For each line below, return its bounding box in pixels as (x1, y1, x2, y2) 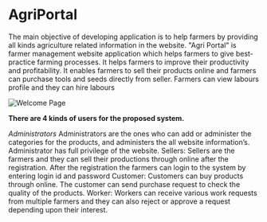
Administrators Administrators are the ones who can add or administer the (8, 129, 252, 138)
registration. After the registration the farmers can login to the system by (8, 162, 246, 172)
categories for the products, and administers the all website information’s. (8, 137, 250, 146)
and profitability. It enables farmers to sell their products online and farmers (8, 65, 257, 75)
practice (8, 57, 36, 67)
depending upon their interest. (8, 204, 108, 214)
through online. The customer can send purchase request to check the (8, 179, 241, 189)
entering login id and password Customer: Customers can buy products (8, 171, 244, 181)
